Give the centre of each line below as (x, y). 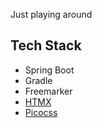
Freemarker (48, 91)
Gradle (38, 80)
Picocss (41, 112)
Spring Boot (49, 70)
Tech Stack (46, 45)
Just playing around (51, 14)
